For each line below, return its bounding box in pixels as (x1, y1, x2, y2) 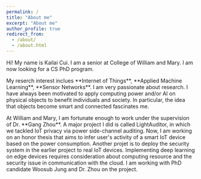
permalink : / (6, 8, 39, 15)
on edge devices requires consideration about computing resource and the (6, 152, 193, 160)
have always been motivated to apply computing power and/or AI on (6, 90, 176, 97)
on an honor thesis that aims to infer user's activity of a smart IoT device (6, 133, 186, 140)
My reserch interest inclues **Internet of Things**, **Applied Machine (6, 77, 182, 84)
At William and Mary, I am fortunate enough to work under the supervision (6, 114, 190, 121)
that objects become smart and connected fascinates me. (6, 102, 149, 110)
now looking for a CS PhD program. (6, 65, 94, 72)
